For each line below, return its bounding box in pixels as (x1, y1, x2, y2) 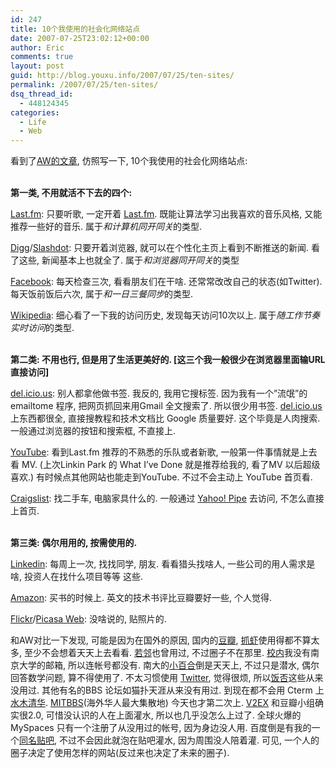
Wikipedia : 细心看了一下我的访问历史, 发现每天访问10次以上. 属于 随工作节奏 (10, 309, 321, 321)
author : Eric (10, 42, 65, 53)
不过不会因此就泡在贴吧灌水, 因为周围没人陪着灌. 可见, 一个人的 (58, 734, 320, 746)
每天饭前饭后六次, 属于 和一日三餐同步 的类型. (10, 288, 194, 300)
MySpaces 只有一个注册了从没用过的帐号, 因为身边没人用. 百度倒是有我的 (10, 722, 312, 734)
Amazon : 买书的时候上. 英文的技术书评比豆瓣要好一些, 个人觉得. (10, 592, 272, 604)
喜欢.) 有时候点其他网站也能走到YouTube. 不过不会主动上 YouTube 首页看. (10, 471, 313, 483)
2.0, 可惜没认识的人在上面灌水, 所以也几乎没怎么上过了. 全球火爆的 (27, 709, 302, 721)
